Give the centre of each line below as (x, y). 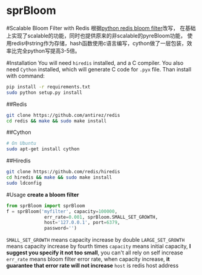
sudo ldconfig (24, 183)
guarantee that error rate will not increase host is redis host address (93, 266)
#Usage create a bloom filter (43, 194)
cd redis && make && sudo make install (57, 121)
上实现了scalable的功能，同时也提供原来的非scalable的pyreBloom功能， (96, 35)
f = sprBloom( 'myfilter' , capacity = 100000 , (62, 211)
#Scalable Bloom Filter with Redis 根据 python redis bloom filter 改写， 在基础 (101, 28)
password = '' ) (61, 228)
